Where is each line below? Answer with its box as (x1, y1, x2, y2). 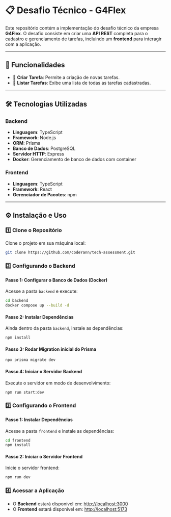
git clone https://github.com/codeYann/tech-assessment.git (5, 250, 136, 255)
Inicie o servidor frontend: (5, 465, 60, 471)
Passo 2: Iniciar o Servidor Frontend (5, 453, 83, 459)
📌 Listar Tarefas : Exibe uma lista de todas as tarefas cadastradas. (12, 80, 151, 86)
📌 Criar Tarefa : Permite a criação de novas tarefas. (12, 74, 120, 80)
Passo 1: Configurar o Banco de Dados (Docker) (5, 277, 108, 283)
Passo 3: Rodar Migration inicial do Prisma (5, 346, 97, 352)
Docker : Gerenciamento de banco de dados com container (12, 157, 136, 163)
